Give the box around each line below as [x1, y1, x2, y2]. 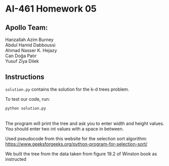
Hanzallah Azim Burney [5, 36, 54, 43]
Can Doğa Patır [5, 53, 37, 59]
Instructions [5, 73, 44, 81]
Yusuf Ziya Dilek [5, 58, 39, 64]
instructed [5, 156, 27, 162]
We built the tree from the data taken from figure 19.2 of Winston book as [5, 150, 157, 157]
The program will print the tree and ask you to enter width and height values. [5, 120, 164, 127]
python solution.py [5, 106, 46, 111]
